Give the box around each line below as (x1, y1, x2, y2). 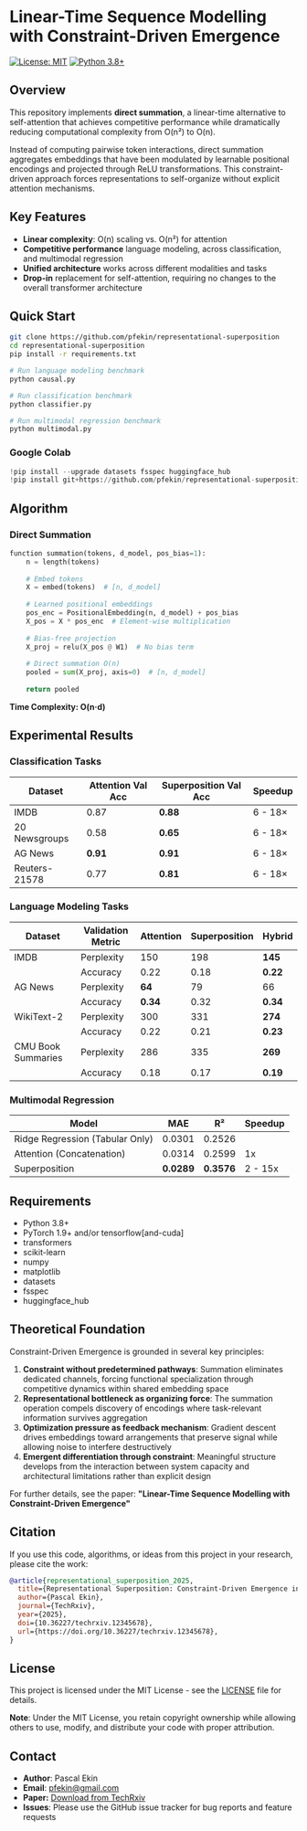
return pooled (26, 684, 79, 693)
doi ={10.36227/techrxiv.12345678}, (17, 1618, 153, 1627)
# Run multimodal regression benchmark (9, 416, 162, 426)
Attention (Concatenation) (14, 1148, 126, 1160)
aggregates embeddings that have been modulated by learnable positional (9, 153, 290, 164)
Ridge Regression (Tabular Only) (14, 1133, 153, 1146)
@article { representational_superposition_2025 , (9, 1576, 195, 1585)
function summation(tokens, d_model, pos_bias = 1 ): (9, 548, 206, 558)
